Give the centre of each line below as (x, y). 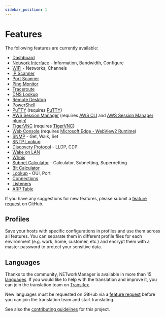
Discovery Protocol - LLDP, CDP (45, 147)
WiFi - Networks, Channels (40, 68)
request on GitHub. (24, 204)
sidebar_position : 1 (26, 10)
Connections (25, 178)
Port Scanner (26, 78)
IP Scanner (23, 73)
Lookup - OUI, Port (31, 173)
